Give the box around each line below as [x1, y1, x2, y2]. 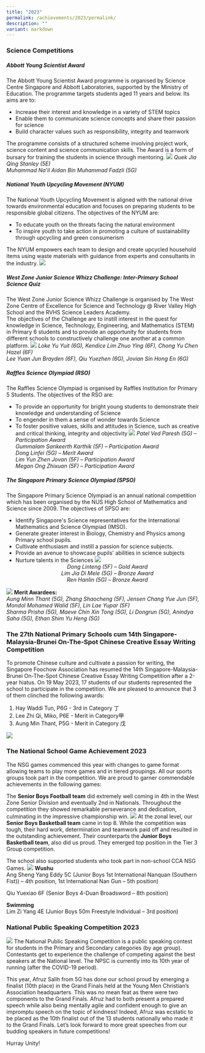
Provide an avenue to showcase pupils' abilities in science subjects [15, 549, 185, 557]
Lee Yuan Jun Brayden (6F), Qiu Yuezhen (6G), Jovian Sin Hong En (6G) [6, 355, 188, 362]
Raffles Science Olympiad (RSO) [6, 369, 91, 376]
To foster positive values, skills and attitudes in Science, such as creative [15, 422, 199, 430]
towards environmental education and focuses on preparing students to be [6, 203, 195, 210]
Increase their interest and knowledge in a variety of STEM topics [15, 108, 181, 116]
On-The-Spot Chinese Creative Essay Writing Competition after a [24, 672, 188, 680]
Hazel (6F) [6, 349, 34, 356]
